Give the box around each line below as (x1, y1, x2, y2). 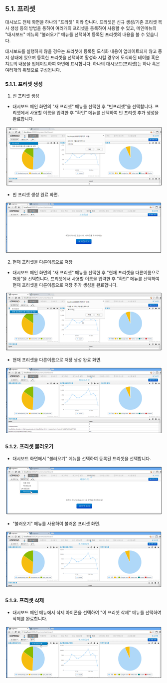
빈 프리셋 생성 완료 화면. (12, 191, 59, 198)
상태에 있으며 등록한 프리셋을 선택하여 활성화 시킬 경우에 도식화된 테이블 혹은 (10, 54, 160, 60)
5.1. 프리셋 (5, 4, 36, 13)
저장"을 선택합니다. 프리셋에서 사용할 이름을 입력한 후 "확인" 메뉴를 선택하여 (12, 276, 160, 282)
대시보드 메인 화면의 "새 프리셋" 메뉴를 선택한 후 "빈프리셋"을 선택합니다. (12, 104, 154, 110)
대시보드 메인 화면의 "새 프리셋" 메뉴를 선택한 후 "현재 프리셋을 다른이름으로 (12, 269, 160, 275)
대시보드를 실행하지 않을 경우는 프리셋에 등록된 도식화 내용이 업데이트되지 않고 (5, 48, 157, 54)
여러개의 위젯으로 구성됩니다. (5, 67, 61, 73)
